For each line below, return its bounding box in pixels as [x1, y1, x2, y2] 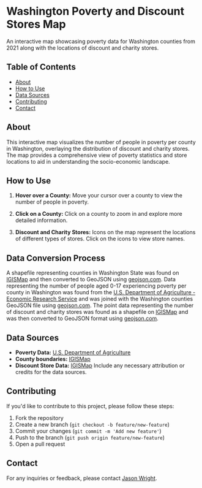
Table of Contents [6, 62, 77, 72]
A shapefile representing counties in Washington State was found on [6, 269, 179, 276]
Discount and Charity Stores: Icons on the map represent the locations [15, 229, 196, 236]
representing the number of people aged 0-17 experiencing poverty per [6, 282, 187, 289]
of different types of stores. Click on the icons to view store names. [15, 235, 185, 243]
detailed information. [15, 216, 68, 224]
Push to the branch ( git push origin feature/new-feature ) [15, 433, 165, 441]
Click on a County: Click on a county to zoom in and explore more [15, 210, 182, 218]
